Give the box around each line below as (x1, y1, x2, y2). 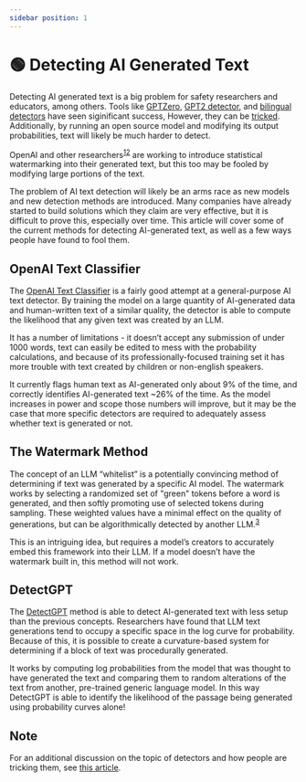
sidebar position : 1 (9, 13, 89, 23)
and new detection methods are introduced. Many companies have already (9, 195, 292, 206)
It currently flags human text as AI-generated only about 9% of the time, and (9, 379, 298, 390)
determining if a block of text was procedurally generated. (9, 645, 228, 656)
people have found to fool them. (9, 235, 131, 246)
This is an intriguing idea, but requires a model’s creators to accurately (9, 536, 275, 547)
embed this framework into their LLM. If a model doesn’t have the (9, 545, 256, 557)
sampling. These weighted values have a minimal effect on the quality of (9, 507, 281, 518)
